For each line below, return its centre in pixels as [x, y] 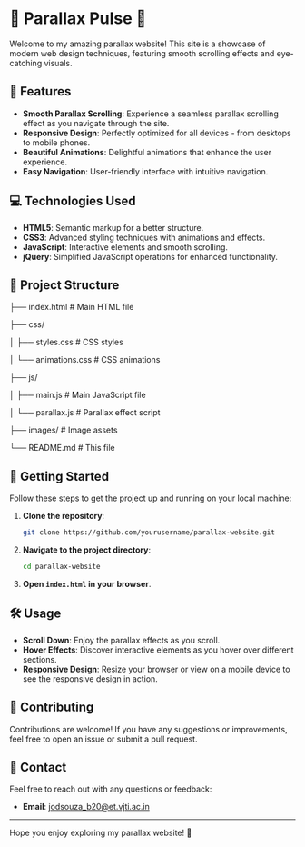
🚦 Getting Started [59, 476]
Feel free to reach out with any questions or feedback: [111, 789]
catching [26, 63]
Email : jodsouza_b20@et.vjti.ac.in [86, 807]
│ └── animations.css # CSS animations [85, 360]
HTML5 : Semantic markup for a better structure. [113, 227]
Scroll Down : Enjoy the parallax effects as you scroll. [121, 640]
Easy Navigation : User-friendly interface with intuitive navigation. [145, 171]
